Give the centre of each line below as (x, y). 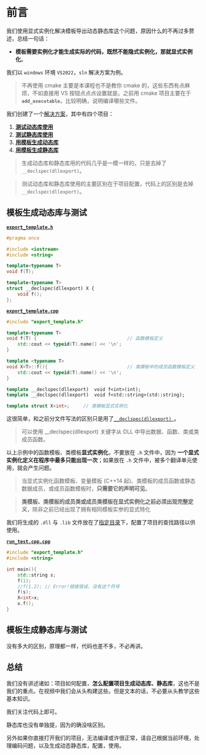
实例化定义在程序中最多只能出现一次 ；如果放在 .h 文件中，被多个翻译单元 (99, 460)
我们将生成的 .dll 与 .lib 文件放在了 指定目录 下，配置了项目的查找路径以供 (101, 523)
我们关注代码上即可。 (33, 711)
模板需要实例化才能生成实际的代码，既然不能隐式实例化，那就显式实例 (104, 51)
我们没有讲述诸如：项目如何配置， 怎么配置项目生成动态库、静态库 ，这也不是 (103, 683)
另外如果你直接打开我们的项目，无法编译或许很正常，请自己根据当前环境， (100, 738)
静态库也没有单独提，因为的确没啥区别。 (57, 725)
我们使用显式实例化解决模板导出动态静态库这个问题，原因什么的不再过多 (97, 31)
